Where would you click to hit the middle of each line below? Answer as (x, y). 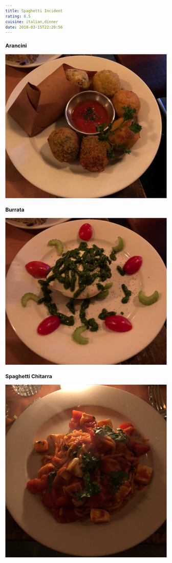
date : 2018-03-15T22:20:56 (34, 27)
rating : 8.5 (18, 16)
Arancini (16, 46)
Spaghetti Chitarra (29, 376)
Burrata (15, 210)
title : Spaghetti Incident (34, 11)
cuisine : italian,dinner (32, 22)
